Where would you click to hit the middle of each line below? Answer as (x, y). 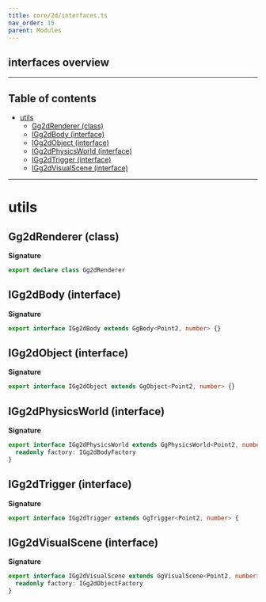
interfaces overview (59, 62)
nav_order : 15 (32, 23)
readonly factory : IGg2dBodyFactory (76, 452)
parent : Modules (35, 30)
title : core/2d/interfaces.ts (58, 15)
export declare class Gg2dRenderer (67, 270)
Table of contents (52, 99)
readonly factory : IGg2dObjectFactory (80, 584)
